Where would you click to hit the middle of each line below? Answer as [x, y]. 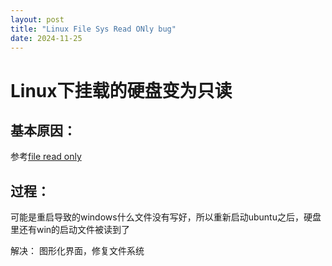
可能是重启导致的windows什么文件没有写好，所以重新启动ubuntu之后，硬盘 [166, 217]
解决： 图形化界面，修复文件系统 [77, 251]
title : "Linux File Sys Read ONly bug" [93, 29]
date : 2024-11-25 [46, 38]
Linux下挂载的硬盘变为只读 [121, 90]
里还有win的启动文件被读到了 [70, 230]
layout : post [37, 19]
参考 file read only [46, 157]
